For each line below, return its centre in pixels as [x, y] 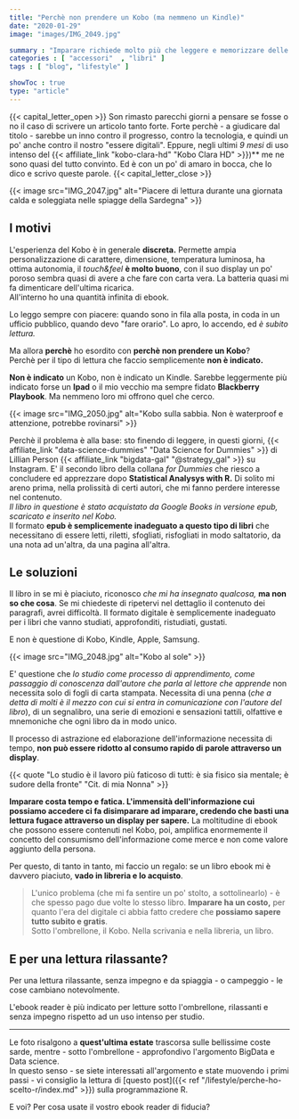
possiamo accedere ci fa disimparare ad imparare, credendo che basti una [149, 811]
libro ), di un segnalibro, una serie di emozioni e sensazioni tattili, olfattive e [146, 712]
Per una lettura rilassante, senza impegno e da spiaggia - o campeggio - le [146, 981]
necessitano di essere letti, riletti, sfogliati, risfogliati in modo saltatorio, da [145, 535]
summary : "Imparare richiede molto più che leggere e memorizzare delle [149, 50]
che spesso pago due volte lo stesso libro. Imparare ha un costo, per [158, 902]
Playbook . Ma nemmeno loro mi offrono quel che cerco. [112, 396]
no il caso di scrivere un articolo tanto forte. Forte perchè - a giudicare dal [145, 126]
